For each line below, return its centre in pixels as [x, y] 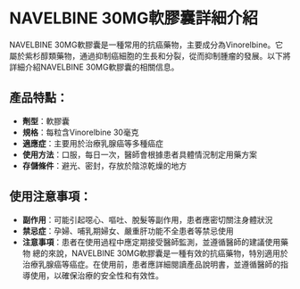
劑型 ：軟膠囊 [46, 120]
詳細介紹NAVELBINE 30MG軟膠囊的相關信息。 [94, 67]
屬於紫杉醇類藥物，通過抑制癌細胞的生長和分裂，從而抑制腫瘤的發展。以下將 [150, 55]
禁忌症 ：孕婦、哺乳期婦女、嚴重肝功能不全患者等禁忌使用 [128, 231]
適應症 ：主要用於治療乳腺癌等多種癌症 [92, 143]
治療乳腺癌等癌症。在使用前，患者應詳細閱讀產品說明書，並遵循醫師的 [151, 264]
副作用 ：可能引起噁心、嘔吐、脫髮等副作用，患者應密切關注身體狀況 [147, 219]
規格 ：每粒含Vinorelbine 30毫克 [80, 132]
